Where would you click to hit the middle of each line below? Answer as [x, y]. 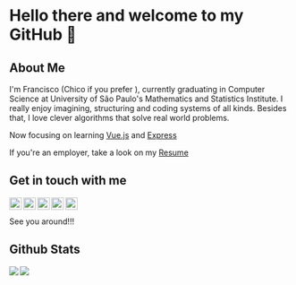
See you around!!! [42, 221]
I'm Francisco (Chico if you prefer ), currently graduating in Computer [137, 89]
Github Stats [45, 250]
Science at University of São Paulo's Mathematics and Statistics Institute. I [146, 99]
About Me [37, 68]
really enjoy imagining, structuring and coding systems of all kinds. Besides [148, 108]
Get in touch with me [68, 181]
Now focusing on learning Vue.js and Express [93, 135]
